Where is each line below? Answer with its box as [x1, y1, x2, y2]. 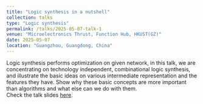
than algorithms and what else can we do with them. [6, 85, 137, 92]
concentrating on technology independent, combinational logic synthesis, [6, 65, 190, 73]
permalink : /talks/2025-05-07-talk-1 [6, 25, 102, 32]
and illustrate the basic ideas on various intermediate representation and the [6, 72, 198, 79]
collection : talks [6, 15, 53, 21]
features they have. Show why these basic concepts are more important [6, 78, 187, 85]
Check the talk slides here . [6, 91, 73, 99]
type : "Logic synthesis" [6, 20, 69, 26]
